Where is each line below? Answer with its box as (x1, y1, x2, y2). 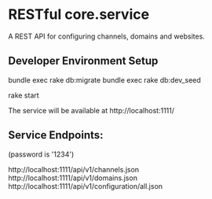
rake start (8, 90, 39, 100)
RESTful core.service (8, 6, 150, 24)
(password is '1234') (8, 149, 75, 159)
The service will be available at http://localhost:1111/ (8, 105, 175, 115)
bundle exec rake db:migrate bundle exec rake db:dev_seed (8, 75, 202, 84)
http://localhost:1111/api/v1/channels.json (8, 164, 140, 174)
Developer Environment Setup (8, 54, 159, 68)
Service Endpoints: (8, 128, 104, 142)
